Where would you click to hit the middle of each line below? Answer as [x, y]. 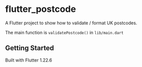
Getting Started [30, 48]
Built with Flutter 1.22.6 [29, 60]
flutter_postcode [41, 9]
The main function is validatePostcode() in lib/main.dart [64, 32]
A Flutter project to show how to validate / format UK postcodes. [71, 23]
